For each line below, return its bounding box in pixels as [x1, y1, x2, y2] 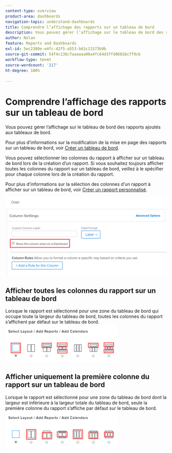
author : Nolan [5, 35, 36, 41]
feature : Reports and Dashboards [5, 41, 77, 46]
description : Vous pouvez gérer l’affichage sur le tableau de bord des [5, 30, 164, 35]
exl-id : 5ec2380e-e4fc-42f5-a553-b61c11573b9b [5, 46, 106, 51]
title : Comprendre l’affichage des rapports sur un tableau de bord [5, 25, 155, 30]
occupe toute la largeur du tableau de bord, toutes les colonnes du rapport [5, 313, 163, 319]
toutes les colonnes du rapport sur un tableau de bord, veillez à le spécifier [5, 166, 164, 172]
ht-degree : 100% [5, 68, 40, 73]
